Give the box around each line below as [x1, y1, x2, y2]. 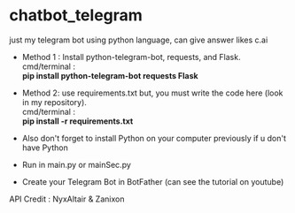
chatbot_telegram [9, 5, 144, 26]
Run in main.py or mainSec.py [21, 159, 131, 170]
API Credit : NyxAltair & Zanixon [9, 194, 125, 204]
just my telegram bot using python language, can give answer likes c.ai [9, 34, 268, 45]
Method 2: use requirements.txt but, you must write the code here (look [21, 87, 283, 98]
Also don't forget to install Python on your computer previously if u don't [21, 133, 286, 143]
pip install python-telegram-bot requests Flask [21, 70, 198, 80]
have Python [21, 142, 68, 153]
